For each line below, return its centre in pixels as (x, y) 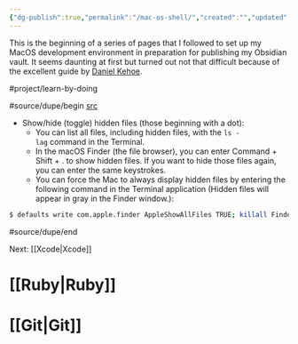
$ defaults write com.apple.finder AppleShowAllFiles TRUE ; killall (138, 214)
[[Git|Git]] (46, 325)
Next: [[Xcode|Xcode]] (51, 249)
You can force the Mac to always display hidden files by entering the (161, 180)
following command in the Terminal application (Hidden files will (152, 188)
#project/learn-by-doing (54, 88)
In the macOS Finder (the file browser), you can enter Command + (156, 151)
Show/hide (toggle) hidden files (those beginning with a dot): (133, 123)
